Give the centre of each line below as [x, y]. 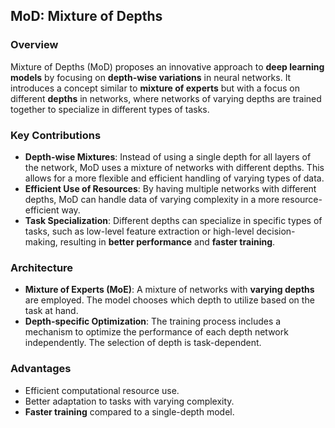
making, [41, 241]
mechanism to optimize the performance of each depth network [156, 332]
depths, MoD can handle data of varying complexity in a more [152, 199]
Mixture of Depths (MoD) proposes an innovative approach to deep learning [167, 66]
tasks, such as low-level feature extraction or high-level [139, 231]
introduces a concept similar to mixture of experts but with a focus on [155, 88]
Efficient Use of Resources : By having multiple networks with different [170, 188]
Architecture [42, 267]
